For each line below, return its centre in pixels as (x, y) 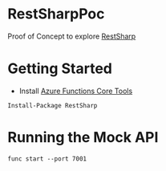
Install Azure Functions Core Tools (76, 91)
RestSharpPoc (56, 14)
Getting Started (60, 69)
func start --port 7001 (47, 159)
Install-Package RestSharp (53, 105)
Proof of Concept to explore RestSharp (72, 36)
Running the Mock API (83, 138)
